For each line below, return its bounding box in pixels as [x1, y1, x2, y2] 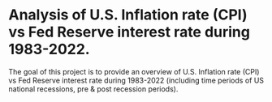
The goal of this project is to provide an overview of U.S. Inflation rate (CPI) [8, 66, 260, 76]
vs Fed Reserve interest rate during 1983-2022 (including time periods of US [8, 75, 265, 85]
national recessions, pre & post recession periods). [8, 83, 179, 94]
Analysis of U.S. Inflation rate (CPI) [8, 6, 248, 24]
